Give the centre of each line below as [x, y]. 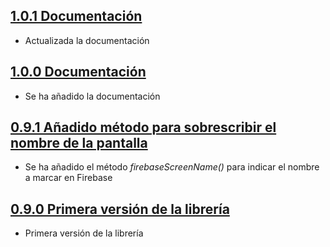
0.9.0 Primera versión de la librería [120, 209]
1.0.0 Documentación [78, 72]
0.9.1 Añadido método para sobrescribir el [143, 127]
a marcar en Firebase [68, 178]
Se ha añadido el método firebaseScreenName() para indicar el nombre [172, 167]
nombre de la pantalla [79, 143]
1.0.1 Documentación [76, 16]
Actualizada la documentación [87, 40]
